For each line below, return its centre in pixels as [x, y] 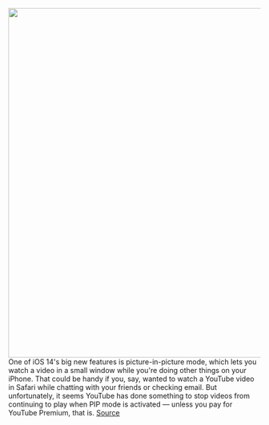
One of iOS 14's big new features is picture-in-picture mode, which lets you [132, 362]
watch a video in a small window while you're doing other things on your [127, 370]
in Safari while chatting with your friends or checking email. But [113, 387]
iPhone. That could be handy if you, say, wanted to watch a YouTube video [131, 379]
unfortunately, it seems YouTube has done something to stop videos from [129, 396]
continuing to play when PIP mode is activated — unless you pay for [120, 404]
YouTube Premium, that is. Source [64, 413]
